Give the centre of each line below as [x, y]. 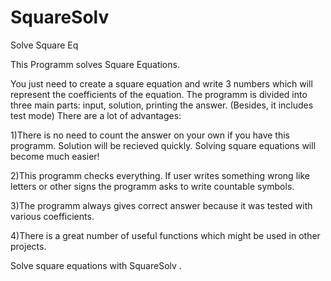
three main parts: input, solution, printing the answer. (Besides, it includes [162, 105]
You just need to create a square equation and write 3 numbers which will [161, 83]
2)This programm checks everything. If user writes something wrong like [160, 175]
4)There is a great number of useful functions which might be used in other [165, 235]
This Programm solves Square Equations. [95, 64]
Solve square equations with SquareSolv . [96, 265]
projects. [28, 246]
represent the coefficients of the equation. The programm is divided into [159, 94]
